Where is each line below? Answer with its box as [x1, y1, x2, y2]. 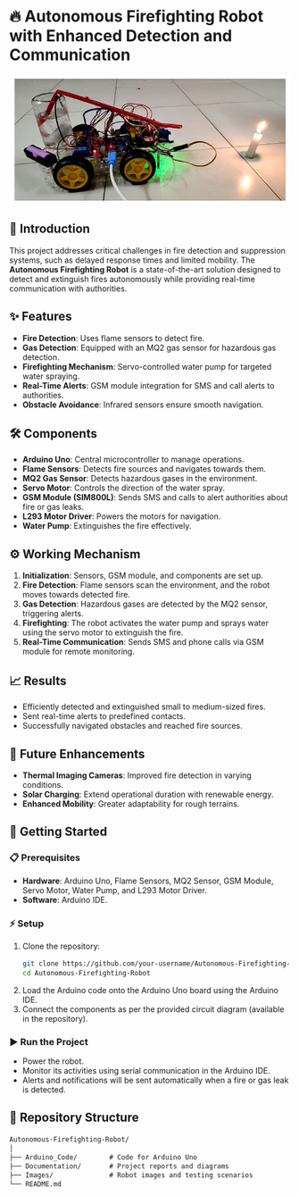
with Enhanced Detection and [9, 26, 233, 46]
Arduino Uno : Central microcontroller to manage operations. [21, 454, 245, 465]
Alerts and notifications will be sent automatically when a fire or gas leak [21, 1075, 289, 1085]
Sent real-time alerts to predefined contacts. [21, 711, 186, 722]
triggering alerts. [21, 608, 84, 619]
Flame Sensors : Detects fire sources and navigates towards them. [21, 464, 266, 474]
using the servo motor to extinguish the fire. [21, 627, 184, 638]
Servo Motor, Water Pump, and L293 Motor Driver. [21, 884, 207, 895]
